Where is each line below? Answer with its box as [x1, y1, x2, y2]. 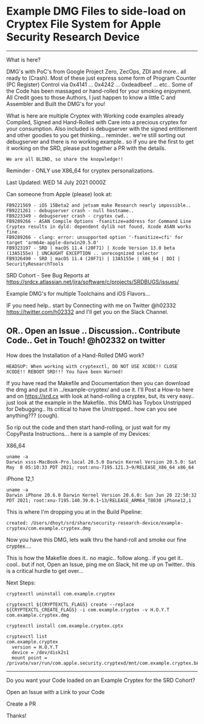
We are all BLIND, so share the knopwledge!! [6, 156, 123, 162]
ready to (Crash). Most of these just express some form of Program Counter [6, 74, 197, 82]
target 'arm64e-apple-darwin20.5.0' [6, 240, 99, 246]
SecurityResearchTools [6, 261, 64, 267]
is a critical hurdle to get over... [6, 567, 84, 574]
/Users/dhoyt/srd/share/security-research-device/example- [30, 520, 183, 526]
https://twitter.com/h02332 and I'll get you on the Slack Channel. [6, 308, 169, 315]
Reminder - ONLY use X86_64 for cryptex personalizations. [6, 166, 155, 174]
